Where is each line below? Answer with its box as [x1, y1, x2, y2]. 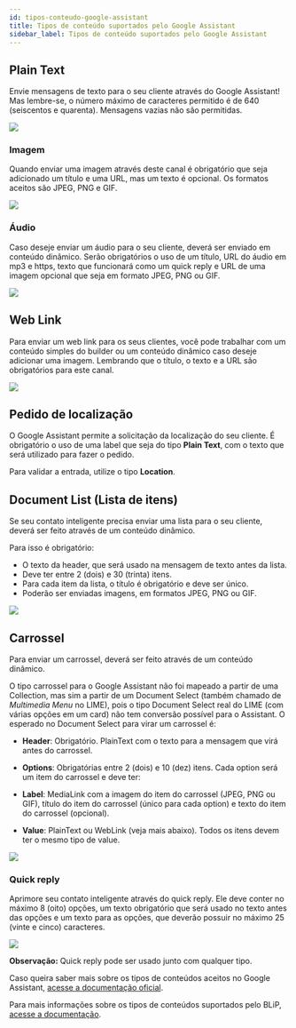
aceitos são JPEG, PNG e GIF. [9, 183, 118, 194]
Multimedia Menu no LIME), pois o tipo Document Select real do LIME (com [9, 699, 284, 711]
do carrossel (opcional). [21, 808, 110, 818]
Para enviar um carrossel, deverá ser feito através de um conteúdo [9, 654, 253, 665]
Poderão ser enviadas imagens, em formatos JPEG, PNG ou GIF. [21, 588, 257, 599]
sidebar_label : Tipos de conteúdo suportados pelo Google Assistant [9, 29, 268, 38]
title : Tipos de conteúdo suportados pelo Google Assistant [9, 21, 237, 30]
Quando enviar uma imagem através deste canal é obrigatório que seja [9, 163, 268, 174]
